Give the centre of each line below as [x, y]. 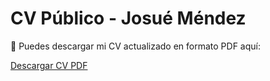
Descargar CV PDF [49, 65]
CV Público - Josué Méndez [128, 18]
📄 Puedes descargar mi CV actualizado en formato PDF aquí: [135, 46]
